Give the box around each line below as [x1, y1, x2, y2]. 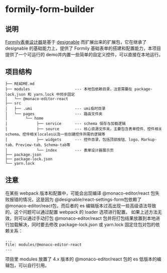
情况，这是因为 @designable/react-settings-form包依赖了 [22, 196, 142, 202]
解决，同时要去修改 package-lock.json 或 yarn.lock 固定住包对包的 [18, 221, 155, 227]
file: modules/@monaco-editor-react [5, 242, 82, 247]
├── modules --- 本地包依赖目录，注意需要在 [5, 86, 133, 91]
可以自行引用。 [18, 262, 49, 268]
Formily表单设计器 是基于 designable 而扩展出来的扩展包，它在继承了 [5, 39, 147, 45]
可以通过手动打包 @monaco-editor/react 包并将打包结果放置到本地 [18, 215, 156, 221]
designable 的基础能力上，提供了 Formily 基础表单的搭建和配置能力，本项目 [5, 45, 161, 51]
